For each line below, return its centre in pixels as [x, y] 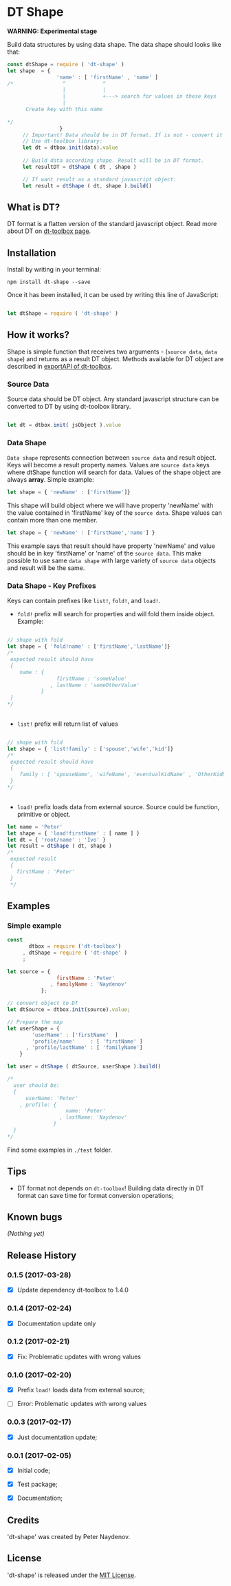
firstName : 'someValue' [92, 679]
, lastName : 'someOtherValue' [95, 685]
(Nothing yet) [26, 1234]
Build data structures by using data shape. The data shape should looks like [114, 44]
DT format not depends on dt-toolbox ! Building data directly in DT [110, 1188]
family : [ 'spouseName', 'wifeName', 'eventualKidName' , [106, 775]
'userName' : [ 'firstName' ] [75, 1035]
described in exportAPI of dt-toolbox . [60, 366]
